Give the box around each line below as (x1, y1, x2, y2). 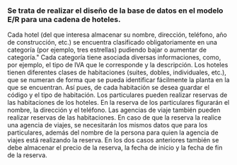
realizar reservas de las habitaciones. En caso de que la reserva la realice (7, 113, 221, 122)
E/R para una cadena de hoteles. (7, 14, 121, 24)
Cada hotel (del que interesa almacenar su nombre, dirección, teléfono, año (7, 30, 228, 39)
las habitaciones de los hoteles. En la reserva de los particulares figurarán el (7, 98, 230, 107)
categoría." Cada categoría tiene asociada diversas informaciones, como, (7, 53, 221, 62)
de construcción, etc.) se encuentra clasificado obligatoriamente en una (7, 38, 218, 47)
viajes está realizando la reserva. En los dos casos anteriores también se (7, 136, 219, 144)
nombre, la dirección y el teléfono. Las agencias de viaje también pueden (7, 106, 221, 115)
